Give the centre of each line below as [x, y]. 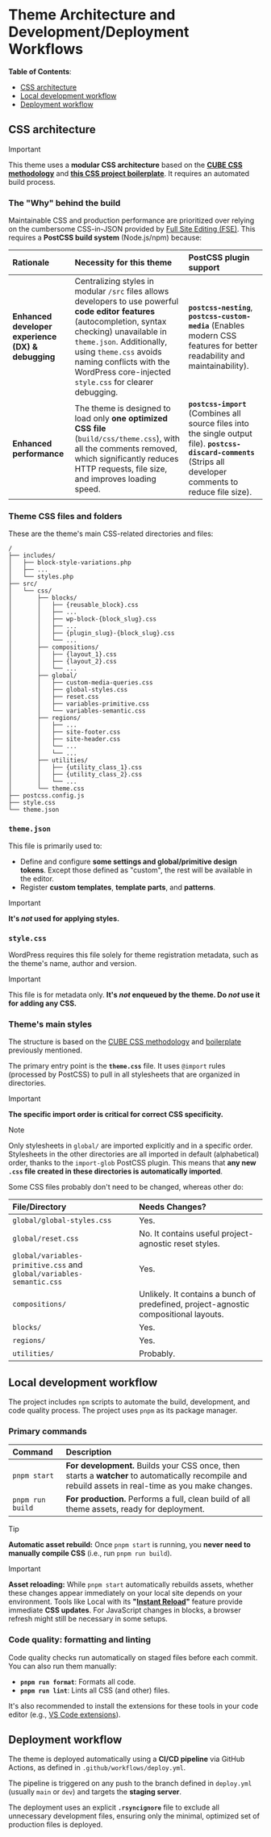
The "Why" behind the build [65, 203]
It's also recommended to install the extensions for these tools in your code [133, 1705]
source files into [219, 424]
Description [89, 1452]
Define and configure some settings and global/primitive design [129, 861]
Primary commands [48, 1431]
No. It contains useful [179, 1234]
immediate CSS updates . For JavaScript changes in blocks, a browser [125, 1610]
